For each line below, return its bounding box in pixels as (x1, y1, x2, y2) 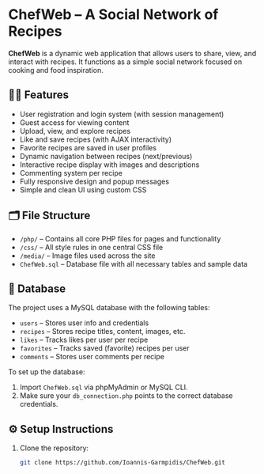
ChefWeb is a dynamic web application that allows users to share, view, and (8, 48, 257, 58)
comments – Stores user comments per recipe (19, 352, 164, 362)
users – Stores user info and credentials (19, 318, 149, 328)
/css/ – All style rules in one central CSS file (19, 242, 164, 252)
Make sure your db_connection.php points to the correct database (19, 391, 233, 400)
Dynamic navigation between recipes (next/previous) (19, 151, 193, 161)
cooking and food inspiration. (8, 65, 104, 74)
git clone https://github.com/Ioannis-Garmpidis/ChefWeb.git (19, 459, 226, 467)
